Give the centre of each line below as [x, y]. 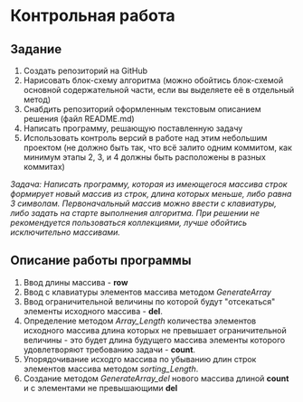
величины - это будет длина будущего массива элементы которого [154, 340]
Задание [36, 49]
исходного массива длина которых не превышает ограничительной [155, 330]
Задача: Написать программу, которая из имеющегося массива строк [149, 184]
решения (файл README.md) [79, 119]
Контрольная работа [93, 16]
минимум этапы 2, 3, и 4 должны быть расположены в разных [144, 157]
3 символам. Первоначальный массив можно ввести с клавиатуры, [143, 203]
